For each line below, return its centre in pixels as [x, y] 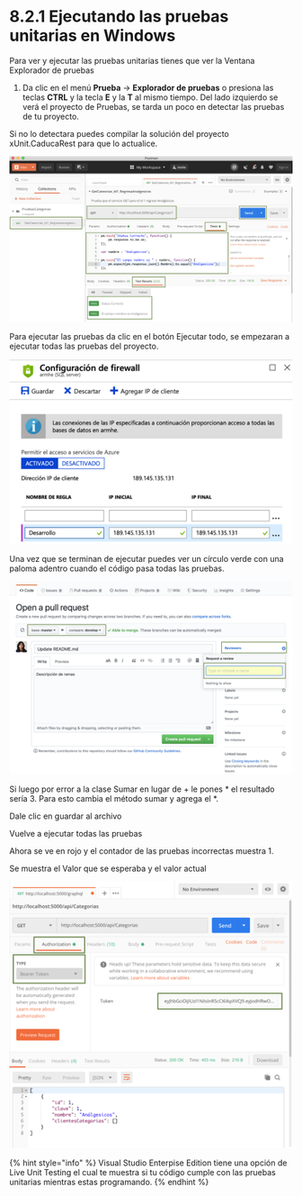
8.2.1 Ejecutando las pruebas [119, 17]
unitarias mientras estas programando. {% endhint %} [109, 1182]
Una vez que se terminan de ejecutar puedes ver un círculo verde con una [147, 558]
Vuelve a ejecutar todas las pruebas [76, 834]
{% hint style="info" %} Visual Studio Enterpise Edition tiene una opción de [148, 1163]
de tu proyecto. [50, 116]
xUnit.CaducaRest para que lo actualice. [84, 143]
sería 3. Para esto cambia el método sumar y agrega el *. [114, 799]
